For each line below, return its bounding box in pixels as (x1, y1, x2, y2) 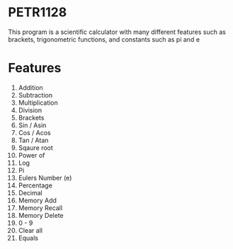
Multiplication (18, 98, 59, 107)
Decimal (18, 188, 42, 197)
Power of (18, 151, 45, 159)
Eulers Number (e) (18, 173, 72, 182)
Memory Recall (18, 203, 63, 212)
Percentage (18, 181, 52, 190)
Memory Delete (18, 211, 64, 219)
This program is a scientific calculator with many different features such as (8, 28, 226, 36)
